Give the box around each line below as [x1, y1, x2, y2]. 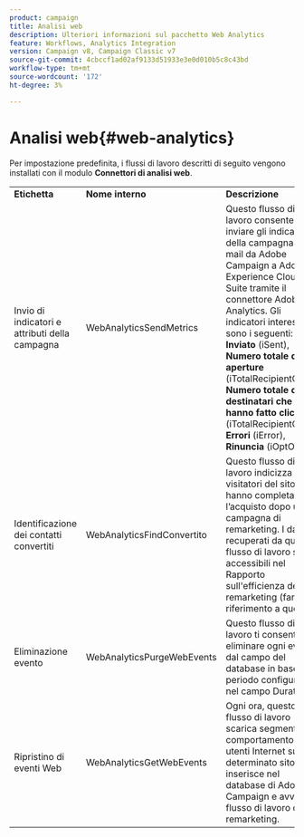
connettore [225, 293, 273, 305]
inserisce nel [225, 767, 280, 780]
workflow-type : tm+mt [9, 64, 91, 73]
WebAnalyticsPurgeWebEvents [85, 650, 217, 663]
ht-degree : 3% [9, 81, 63, 90]
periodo [225, 673, 260, 686]
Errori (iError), [225, 428, 286, 441]
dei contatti [14, 528, 62, 541]
